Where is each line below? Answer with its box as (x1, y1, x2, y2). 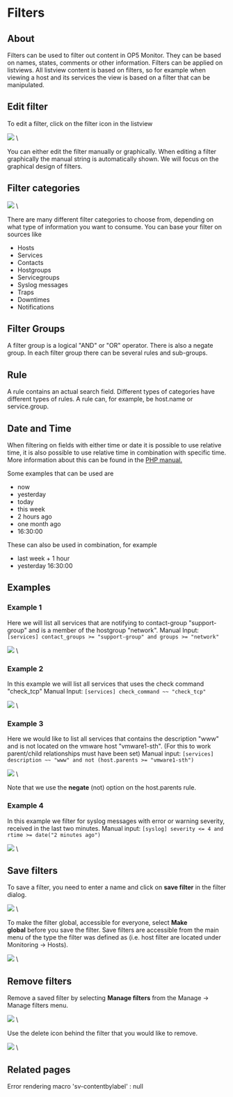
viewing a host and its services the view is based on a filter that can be (7, 73, 211, 82)
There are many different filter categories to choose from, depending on (7, 215, 214, 224)
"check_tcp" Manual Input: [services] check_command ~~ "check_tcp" (7, 687, 207, 696)
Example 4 (7, 801, 44, 811)
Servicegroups (17, 273, 61, 282)
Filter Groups (7, 323, 65, 335)
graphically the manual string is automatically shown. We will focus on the (7, 155, 219, 163)
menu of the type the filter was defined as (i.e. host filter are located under (7, 933, 221, 942)
